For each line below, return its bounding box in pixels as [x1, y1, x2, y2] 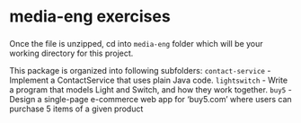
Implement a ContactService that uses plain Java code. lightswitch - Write [9, 75, 288, 86]
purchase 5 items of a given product [9, 103, 144, 114]
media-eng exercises [9, 6, 171, 27]
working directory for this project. [9, 48, 134, 59]
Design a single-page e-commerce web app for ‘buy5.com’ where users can [9, 94, 292, 105]
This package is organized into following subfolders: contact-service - [9, 66, 271, 76]
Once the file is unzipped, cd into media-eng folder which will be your [9, 39, 263, 49]
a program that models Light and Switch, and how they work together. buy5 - [9, 84, 292, 95]
